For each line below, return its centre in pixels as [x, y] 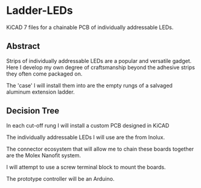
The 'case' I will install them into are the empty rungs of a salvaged [90, 85]
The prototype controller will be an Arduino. [60, 178]
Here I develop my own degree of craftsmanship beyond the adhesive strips [101, 67]
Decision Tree [33, 111]
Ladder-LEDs [40, 11]
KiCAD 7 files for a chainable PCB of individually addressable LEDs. [90, 27]
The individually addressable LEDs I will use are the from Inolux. [85, 137]
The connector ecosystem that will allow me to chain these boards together [100, 149]
